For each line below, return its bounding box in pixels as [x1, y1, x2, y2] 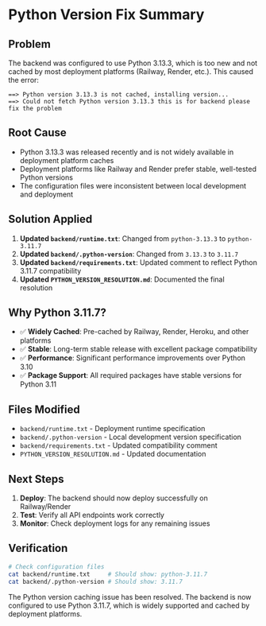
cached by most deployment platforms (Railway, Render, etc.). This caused [8, 67, 254, 76]
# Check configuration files [8, 562, 105, 570]
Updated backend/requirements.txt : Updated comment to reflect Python [19, 257, 258, 267]
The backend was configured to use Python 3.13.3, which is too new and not [8, 58, 258, 68]
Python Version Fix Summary [8, 6, 205, 24]
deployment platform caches [19, 155, 114, 165]
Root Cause [8, 126, 67, 140]
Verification [8, 542, 68, 555]
